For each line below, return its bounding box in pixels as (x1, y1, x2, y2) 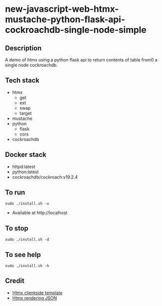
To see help (5, 250, 41, 259)
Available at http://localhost (12, 210, 68, 216)
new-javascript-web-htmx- (5, 3, 119, 15)
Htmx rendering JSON (12, 295, 57, 301)
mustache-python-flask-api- (5, 14, 125, 25)
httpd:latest (12, 164, 36, 169)
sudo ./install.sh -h (5, 264, 49, 269)
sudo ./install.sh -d (5, 237, 49, 242)
